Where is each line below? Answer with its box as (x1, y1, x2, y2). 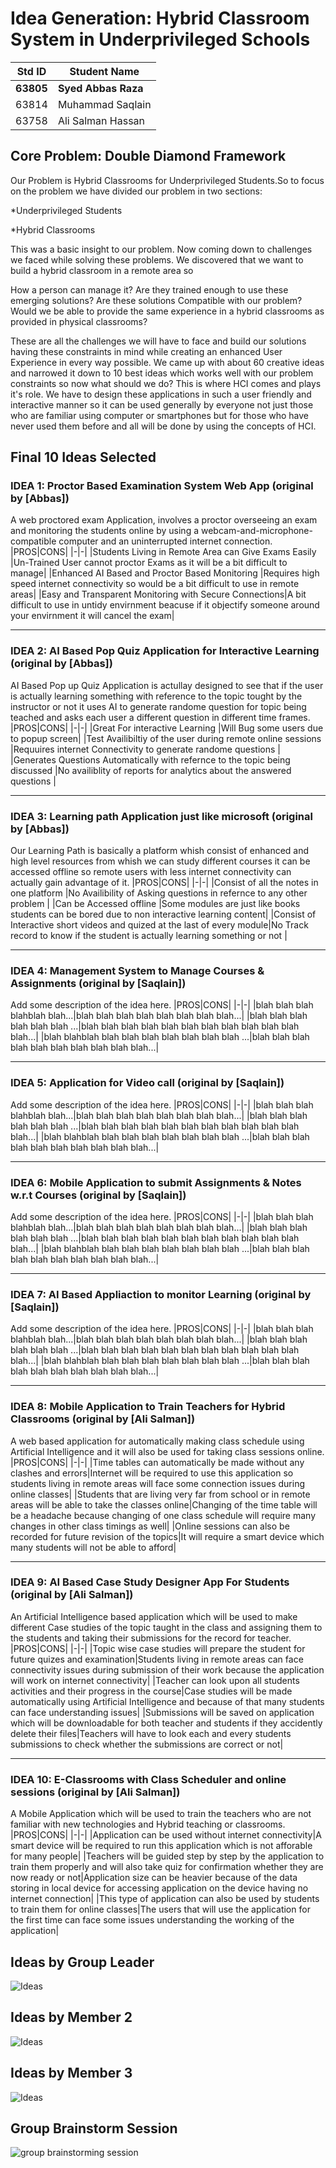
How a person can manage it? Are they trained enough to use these (10, 283, 289, 296)
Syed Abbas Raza (57, 81, 144, 95)
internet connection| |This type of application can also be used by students (10, 1893, 320, 1905)
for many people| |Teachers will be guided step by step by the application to (10, 1850, 325, 1862)
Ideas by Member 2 (10, 2009, 133, 2026)
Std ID (16, 64, 47, 78)
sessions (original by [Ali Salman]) (10, 1785, 181, 1799)
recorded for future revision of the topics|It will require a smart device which (10, 1530, 325, 1542)
